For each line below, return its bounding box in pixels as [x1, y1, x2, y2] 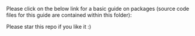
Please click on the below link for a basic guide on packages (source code [6, 5, 190, 12]
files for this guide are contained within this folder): [6, 11, 132, 19]
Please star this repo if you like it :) [6, 23, 92, 30]
